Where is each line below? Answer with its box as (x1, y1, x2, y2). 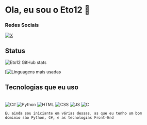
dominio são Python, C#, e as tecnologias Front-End (5, 115, 114, 120)
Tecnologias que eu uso (5, 83, 79, 91)
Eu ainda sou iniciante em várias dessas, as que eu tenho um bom (5, 111, 142, 116)
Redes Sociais (5, 22, 39, 29)
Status (5, 47, 26, 55)
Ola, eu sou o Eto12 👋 (5, 4, 90, 16)
